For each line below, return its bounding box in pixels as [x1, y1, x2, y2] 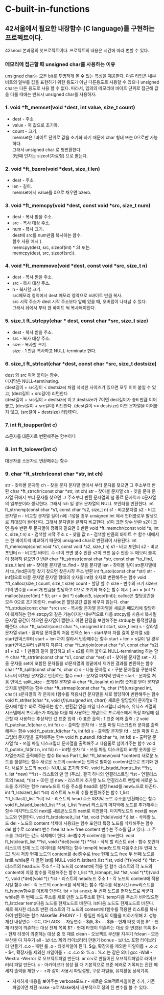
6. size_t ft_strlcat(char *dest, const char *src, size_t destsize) [5, 360, 157, 367]
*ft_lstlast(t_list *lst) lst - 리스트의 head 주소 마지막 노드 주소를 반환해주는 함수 [5, 795, 157, 801]
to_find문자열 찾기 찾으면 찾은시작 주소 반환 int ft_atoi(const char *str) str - [10, 568, 156, 574]
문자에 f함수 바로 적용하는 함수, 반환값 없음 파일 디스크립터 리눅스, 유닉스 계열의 [5, 703, 157, 709]
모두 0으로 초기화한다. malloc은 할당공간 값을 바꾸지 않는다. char [5, 599, 129, 604]
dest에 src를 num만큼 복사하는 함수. [12, 232, 82, 238]
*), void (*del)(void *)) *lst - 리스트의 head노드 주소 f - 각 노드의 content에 [5, 875, 150, 881]
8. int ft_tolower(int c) [5, 446, 57, 453]
